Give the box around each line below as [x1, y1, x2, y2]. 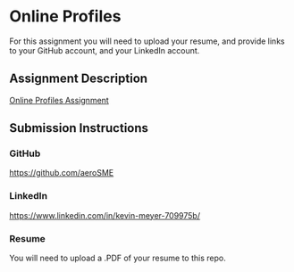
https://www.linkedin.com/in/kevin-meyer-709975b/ [9, 210, 201, 220]
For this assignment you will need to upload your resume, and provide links [9, 36, 285, 46]
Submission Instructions [9, 120, 149, 136]
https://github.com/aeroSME [9, 168, 114, 178]
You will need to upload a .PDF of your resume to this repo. [9, 252, 226, 264]
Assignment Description [9, 71, 148, 87]
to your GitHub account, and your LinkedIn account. [9, 45, 200, 55]
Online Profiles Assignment [9, 95, 109, 105]
